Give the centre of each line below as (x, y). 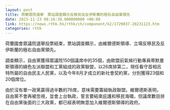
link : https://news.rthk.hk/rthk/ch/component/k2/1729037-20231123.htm (82, 24)
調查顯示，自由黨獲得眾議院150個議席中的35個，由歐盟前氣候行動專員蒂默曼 (85, 60)
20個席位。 (17, 79)
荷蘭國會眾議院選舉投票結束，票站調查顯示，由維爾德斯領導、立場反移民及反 (85, 44)
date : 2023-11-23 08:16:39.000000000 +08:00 (53, 19)
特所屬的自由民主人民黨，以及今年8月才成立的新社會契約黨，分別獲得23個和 (85, 73)
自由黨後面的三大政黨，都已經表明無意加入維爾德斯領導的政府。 (76, 102)
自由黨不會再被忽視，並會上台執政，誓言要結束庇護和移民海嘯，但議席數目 (83, 96)
